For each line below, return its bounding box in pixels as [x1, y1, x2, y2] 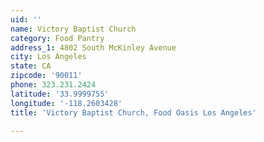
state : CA [10, 61, 52, 71]
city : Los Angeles [10, 52, 87, 62]
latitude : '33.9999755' [10, 89, 110, 99]
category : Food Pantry [10, 33, 105, 43]
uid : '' [10, 14, 43, 25]
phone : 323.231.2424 [10, 80, 97, 90]
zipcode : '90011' [10, 71, 83, 81]
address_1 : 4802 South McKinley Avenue [10, 42, 177, 53]
